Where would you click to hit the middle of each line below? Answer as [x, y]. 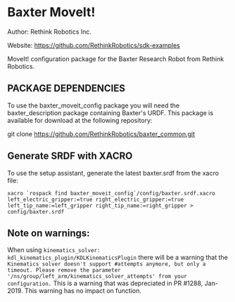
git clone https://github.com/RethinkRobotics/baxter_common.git [101, 133]
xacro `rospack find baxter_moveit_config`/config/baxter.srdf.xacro [112, 193]
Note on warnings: [49, 233]
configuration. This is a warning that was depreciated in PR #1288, [105, 283]
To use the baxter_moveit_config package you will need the [94, 105]
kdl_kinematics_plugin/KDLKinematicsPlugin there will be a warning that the [118, 258]
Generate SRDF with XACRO [70, 156]
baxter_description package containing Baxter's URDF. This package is [110, 112]
